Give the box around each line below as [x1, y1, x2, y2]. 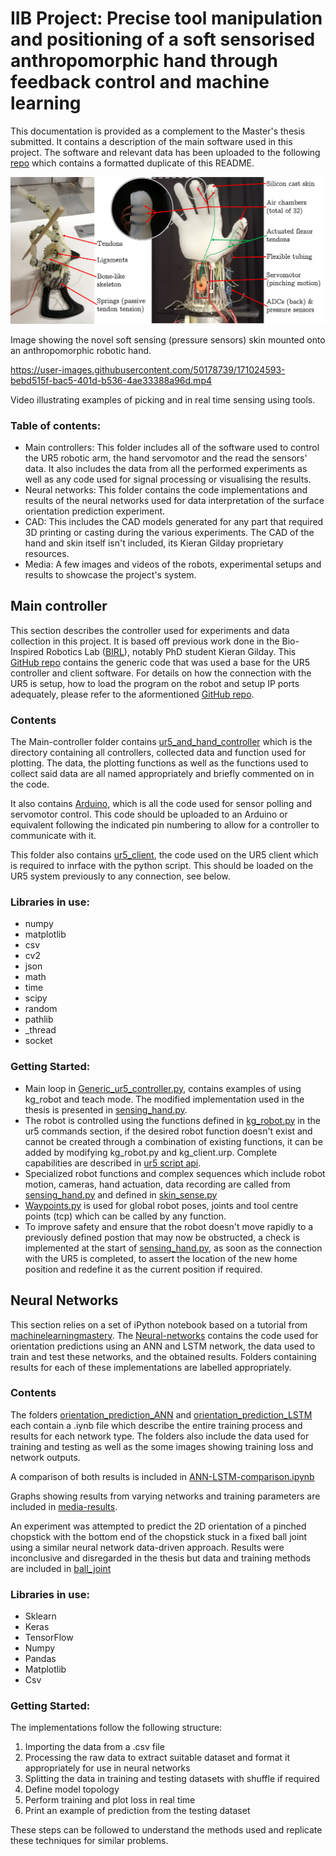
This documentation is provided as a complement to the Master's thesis [10, 125, 306, 137]
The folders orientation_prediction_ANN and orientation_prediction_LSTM [10, 1408, 313, 1421]
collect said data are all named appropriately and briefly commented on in [10, 768, 315, 780]
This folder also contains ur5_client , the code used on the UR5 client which [10, 849, 319, 861]
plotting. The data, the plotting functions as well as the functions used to [10, 757, 309, 769]
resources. [24, 548, 70, 559]
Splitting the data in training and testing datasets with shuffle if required [24, 1773, 320, 1785]
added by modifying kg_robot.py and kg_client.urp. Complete [24, 1146, 278, 1158]
